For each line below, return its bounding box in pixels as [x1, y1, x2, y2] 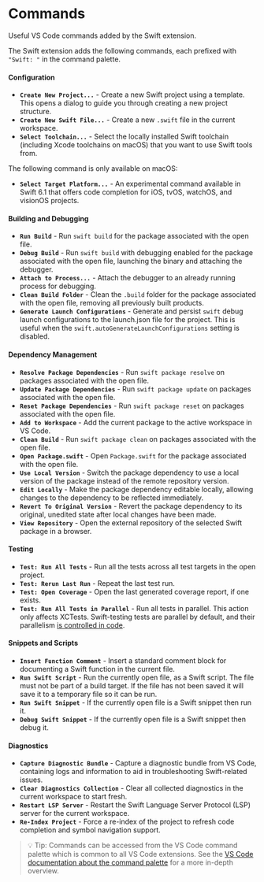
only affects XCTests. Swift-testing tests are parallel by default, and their [19, 612, 255, 621]
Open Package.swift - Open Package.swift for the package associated [19, 450, 247, 461]
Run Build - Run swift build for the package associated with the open [19, 232, 250, 241]
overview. [27, 866, 59, 876]
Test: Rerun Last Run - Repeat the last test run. [19, 578, 175, 587]
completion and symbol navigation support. [19, 825, 162, 835]
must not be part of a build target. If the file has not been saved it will [19, 680, 244, 690]
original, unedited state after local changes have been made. [19, 510, 217, 519]
